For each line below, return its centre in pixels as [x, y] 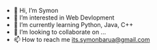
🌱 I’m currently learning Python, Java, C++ [73, 25]
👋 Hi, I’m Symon [36, 10]
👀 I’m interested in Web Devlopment [64, 18]
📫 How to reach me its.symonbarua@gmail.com [82, 40]
